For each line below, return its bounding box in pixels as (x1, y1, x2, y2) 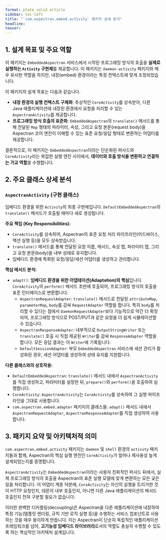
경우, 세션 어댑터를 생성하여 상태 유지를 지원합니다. (33, 351, 131, 358)
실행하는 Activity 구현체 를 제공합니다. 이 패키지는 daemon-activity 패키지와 (5, 66, 154, 72)
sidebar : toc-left (5, 12, 43, 17)
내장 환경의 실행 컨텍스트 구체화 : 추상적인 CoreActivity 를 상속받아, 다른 (12, 99, 151, 105)
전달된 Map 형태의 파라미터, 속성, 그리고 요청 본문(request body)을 (17, 124, 146, 130)
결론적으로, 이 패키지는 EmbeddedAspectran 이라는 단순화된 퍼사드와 (5, 147, 134, 153)
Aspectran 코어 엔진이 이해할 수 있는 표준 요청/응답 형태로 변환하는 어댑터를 (12, 130, 160, 136)
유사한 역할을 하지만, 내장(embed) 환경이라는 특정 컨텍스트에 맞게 (10, 72, 138, 77)
